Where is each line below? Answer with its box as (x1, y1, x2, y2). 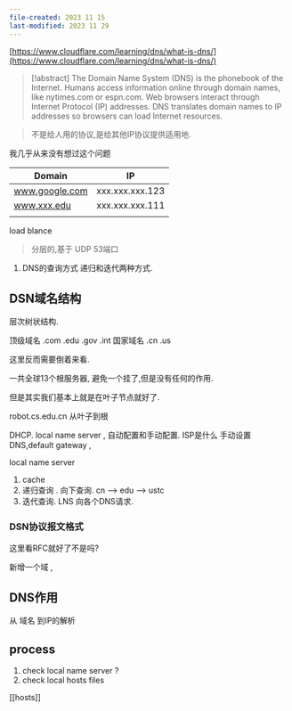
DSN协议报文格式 (9, 520, 85, 533)
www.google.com (13, 184, 88, 197)
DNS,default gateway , (9, 440, 92, 451)
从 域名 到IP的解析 (9, 616, 76, 626)
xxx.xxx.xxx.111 (96, 199, 166, 211)
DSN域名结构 (9, 290, 82, 306)
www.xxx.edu (13, 199, 71, 211)
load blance (9, 225, 53, 236)
